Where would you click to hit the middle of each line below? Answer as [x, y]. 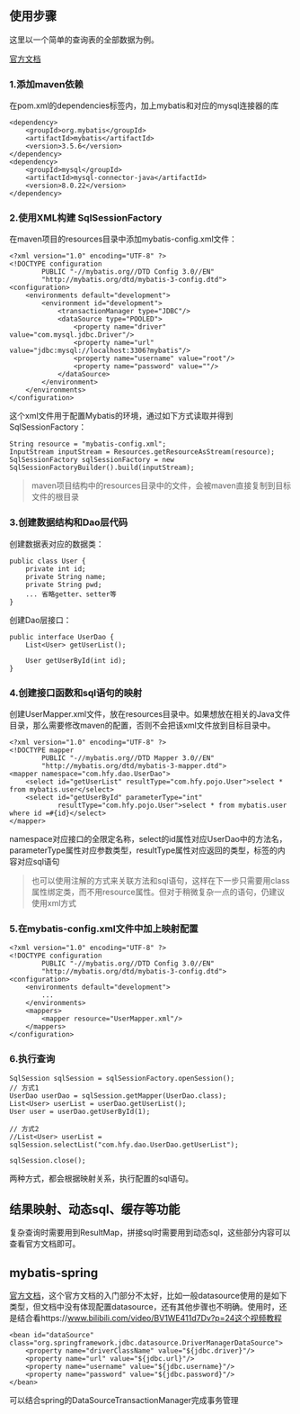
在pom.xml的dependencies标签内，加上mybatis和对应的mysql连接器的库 [144, 105]
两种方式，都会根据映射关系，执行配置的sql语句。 [101, 1178]
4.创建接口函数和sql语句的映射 [76, 693]
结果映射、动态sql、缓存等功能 [95, 1209]
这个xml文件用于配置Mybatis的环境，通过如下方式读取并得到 [121, 416]
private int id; [56, 569]
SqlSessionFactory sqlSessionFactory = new [92, 460]
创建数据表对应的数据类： [57, 544]
